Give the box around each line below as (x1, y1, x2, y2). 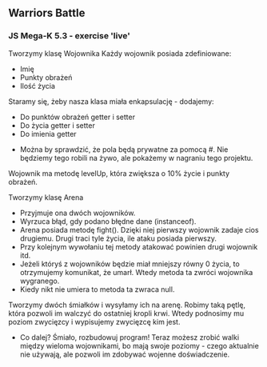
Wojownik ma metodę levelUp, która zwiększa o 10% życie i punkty (8, 168, 230, 178)
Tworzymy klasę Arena (8, 192, 84, 202)
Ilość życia (19, 81, 56, 90)
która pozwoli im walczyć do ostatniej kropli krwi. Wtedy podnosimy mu (8, 308, 245, 318)
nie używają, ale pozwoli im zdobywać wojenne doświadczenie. (19, 349, 230, 359)
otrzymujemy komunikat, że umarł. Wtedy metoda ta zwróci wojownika (19, 267, 253, 277)
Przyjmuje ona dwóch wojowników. (19, 208, 136, 217)
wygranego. (19, 276, 60, 285)
